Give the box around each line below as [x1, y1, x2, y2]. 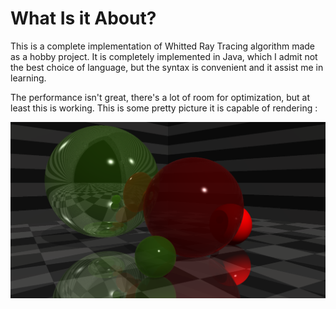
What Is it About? [10, 7, 157, 30]
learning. [10, 72, 47, 84]
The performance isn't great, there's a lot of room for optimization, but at [10, 91, 311, 103]
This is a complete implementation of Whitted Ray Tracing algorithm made [10, 40, 316, 52]
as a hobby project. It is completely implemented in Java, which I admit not [10, 50, 318, 62]
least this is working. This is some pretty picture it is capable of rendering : [10, 102, 318, 114]
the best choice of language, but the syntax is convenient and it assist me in [10, 61, 324, 73]
